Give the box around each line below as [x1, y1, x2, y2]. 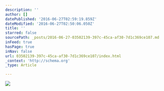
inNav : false [5, 49, 32, 54]
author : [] [5, 12, 28, 17]
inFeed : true [5, 40, 32, 45]
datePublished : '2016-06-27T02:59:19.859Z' [5, 16, 97, 21]
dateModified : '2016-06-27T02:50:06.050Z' [5, 21, 95, 26]
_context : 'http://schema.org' [5, 58, 70, 63]
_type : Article [5, 63, 37, 68]
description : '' [5, 7, 39, 12]
